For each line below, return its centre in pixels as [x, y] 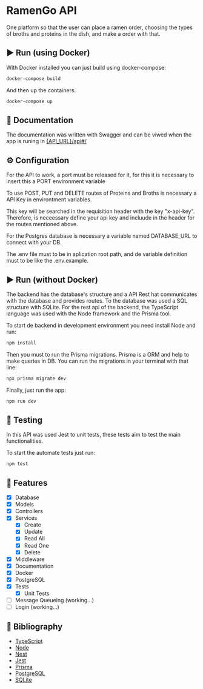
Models [25, 505]
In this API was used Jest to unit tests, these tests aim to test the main [93, 435]
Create [32, 525]
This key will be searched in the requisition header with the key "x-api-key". [101, 211]
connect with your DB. [34, 243]
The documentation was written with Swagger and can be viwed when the [99, 135]
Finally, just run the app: [36, 390]
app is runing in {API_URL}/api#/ [46, 141]
